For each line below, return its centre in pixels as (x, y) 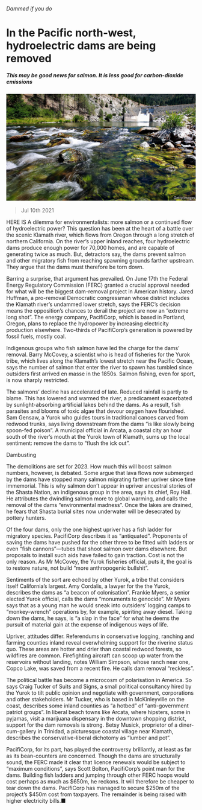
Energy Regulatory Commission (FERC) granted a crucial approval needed (98, 285)
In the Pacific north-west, (71, 33)
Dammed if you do (29, 8)
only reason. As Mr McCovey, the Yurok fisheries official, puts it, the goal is (99, 562)
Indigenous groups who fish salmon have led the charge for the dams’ (93, 348)
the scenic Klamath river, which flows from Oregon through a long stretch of (100, 235)
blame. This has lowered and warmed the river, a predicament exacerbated (99, 398)
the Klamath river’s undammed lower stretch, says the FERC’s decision (93, 304)
